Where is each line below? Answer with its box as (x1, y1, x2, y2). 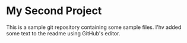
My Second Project (6, 4, 102, 18)
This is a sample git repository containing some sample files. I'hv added (6, 24, 182, 31)
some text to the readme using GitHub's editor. (6, 29, 121, 37)
